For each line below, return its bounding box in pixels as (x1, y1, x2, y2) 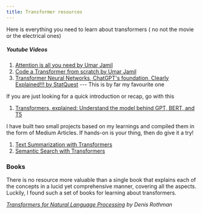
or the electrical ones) (6, 32, 62, 40)
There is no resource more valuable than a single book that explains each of (6, 176, 196, 183)
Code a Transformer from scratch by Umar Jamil (15, 67, 136, 75)
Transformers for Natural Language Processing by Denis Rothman (6, 201, 173, 208)
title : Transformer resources (6, 9, 83, 15)
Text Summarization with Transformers (15, 140, 113, 148)
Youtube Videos (6, 46, 48, 53)
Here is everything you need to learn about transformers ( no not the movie (6, 26, 194, 33)
